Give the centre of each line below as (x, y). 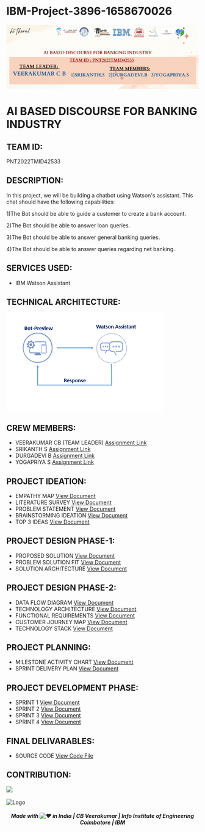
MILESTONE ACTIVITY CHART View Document (74, 662)
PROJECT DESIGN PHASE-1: (61, 541)
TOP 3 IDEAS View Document (52, 522)
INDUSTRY (34, 125)
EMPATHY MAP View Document (55, 496)
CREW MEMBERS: (41, 428)
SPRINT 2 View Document (48, 709)
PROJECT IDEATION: (46, 481)
